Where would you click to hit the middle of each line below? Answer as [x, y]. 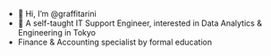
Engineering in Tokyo [57, 32]
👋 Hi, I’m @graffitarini [57, 14]
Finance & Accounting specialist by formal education [115, 42]
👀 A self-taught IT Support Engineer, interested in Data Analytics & [140, 23]
